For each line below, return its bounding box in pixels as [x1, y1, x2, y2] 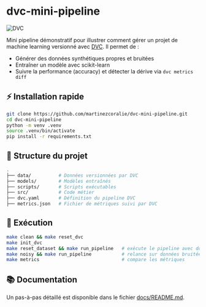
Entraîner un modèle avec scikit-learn [15, 61, 110, 68]
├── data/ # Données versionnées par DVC [6, 172, 139, 179]
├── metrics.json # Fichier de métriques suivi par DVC [6, 201, 158, 207]
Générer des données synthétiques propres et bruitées [15, 54, 154, 62]
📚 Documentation [6, 274, 78, 285]
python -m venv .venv [6, 122, 62, 128]
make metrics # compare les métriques [6, 257, 185, 263]
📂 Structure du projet [6, 150, 88, 161]
